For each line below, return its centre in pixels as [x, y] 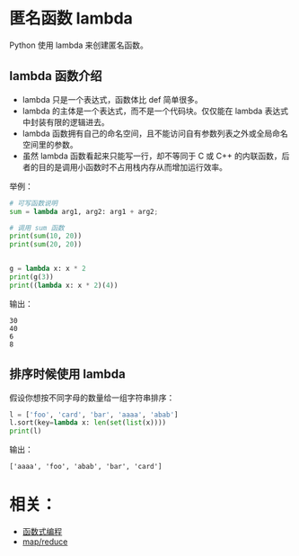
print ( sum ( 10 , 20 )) [46, 236]
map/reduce [45, 542]
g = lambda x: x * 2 [48, 269]
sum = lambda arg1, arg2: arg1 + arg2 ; [84, 211]
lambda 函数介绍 [56, 76]
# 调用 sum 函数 [37, 228]
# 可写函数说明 [34, 203]
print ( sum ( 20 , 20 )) [46, 245]
